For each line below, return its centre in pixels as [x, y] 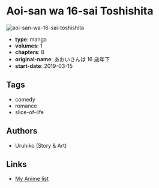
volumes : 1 [28, 46]
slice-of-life [29, 112]
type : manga [31, 39]
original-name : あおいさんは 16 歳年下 [62, 59]
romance [26, 106]
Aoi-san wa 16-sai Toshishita [80, 11]
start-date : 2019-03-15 [44, 66]
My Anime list [32, 179]
